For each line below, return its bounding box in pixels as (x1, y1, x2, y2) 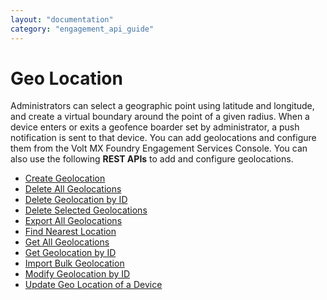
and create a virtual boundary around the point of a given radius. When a (10, 111, 310, 123)
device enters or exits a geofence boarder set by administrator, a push (10, 121, 300, 133)
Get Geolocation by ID (24, 247, 117, 259)
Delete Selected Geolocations (24, 204, 148, 216)
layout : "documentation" (10, 14, 114, 25)
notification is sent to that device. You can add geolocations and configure (10, 132, 317, 144)
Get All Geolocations (24, 236, 110, 248)
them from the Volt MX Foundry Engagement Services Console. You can (10, 142, 308, 155)
